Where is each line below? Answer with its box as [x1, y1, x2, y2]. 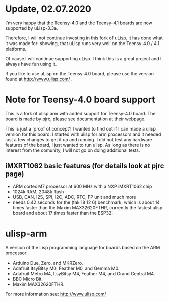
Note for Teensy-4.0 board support [5, 94, 155, 105]
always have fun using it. [5, 61, 57, 67]
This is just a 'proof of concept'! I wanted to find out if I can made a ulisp [5, 125, 156, 132]
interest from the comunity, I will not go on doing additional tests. [5, 147, 140, 153]
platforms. [5, 46, 27, 52]
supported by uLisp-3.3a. [5, 25, 58, 31]
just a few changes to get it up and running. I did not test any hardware [5, 136, 152, 142]
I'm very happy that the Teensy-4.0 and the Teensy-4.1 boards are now [5, 20, 153, 26]
